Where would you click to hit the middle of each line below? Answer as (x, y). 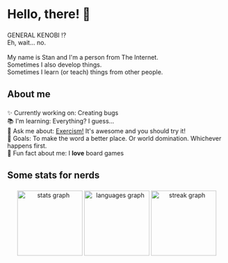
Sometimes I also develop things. (55, 65)
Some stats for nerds (54, 175)
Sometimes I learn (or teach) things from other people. (85, 72)
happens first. (27, 146)
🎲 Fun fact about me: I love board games (65, 153)
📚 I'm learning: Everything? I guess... (61, 121)
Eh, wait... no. (27, 43)
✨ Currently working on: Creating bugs (63, 113)
